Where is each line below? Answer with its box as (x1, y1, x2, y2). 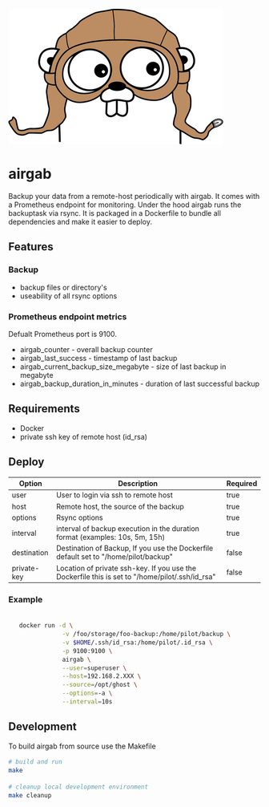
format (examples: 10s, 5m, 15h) (55, 533, 166, 542)
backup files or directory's (19, 282, 107, 292)
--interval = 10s (62, 698, 113, 706)
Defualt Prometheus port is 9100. (8, 329, 118, 339)
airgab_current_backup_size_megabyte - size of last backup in (19, 362, 227, 371)
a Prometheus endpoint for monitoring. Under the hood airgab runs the (8, 200, 242, 209)
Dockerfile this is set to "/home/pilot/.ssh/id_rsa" (55, 571, 216, 582)
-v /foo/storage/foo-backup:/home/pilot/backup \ (62, 631, 231, 639)
